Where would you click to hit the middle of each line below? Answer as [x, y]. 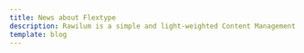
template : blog [38, 34]
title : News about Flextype [63, 18]
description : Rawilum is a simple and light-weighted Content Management [153, 26]
